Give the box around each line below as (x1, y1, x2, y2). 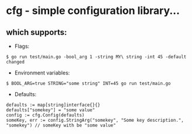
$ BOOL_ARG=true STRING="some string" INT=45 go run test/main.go (6, 80, 171, 86)
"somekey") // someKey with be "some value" (6, 122, 116, 128)
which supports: (6, 27, 67, 37)
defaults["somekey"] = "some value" (6, 107, 95, 113)
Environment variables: (14, 69, 70, 76)
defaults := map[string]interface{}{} (6, 102, 100, 108)
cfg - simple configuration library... (6, 4, 180, 17)
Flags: (14, 43, 30, 50)
